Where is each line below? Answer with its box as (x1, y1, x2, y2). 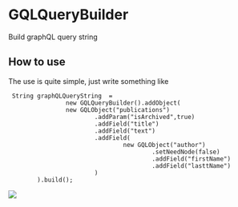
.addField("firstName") (151, 154, 231, 163)
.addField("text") (94, 126, 156, 135)
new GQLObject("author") (123, 141, 206, 149)
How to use (8, 55, 66, 69)
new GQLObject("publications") (65, 105, 171, 113)
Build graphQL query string (8, 32, 98, 42)
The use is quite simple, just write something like (8, 76, 169, 86)
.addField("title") (94, 120, 159, 128)
